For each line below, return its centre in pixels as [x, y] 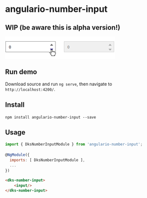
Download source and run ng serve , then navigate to [59, 84]
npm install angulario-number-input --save [51, 117]
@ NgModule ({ [17, 155]
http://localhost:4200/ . [30, 89]
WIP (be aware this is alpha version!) [63, 28]
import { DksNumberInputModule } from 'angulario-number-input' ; [74, 144]
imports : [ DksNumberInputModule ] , [47, 160]
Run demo [21, 72]
